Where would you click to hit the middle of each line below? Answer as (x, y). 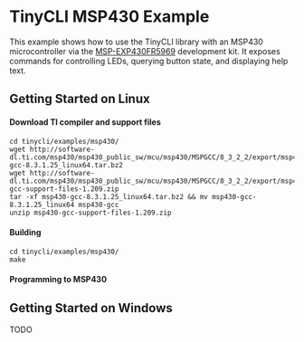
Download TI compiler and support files (85, 122)
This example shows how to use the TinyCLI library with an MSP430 (137, 42)
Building (25, 233)
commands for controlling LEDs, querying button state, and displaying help (149, 61)
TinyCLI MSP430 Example (109, 17)
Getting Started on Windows (91, 308)
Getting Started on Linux (80, 99)
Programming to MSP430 (58, 280)
